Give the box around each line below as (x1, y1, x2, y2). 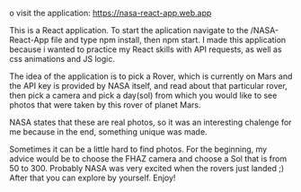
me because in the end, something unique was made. (9, 127, 208, 137)
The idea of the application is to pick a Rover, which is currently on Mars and (9, 71, 293, 82)
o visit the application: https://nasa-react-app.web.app (9, 8, 212, 18)
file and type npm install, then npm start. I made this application (50, 35, 287, 45)
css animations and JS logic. (9, 54, 115, 64)
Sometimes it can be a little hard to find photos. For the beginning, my (9, 144, 268, 154)
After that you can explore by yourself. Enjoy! (9, 172, 176, 183)
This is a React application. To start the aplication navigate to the (9, 25, 249, 35)
